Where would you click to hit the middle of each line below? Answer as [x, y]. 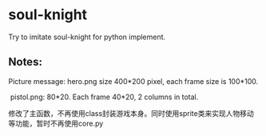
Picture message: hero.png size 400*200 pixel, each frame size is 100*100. [133, 81]
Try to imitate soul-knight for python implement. [87, 37]
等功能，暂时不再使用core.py [56, 123]
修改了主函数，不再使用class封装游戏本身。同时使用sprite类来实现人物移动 [131, 113]
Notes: [25, 62]
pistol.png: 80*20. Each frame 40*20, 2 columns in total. [104, 97]
